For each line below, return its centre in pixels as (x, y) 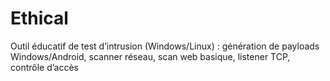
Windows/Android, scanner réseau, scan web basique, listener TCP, (150, 56)
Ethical (39, 18)
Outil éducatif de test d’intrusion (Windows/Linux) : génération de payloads (165, 46)
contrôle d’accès (45, 67)
